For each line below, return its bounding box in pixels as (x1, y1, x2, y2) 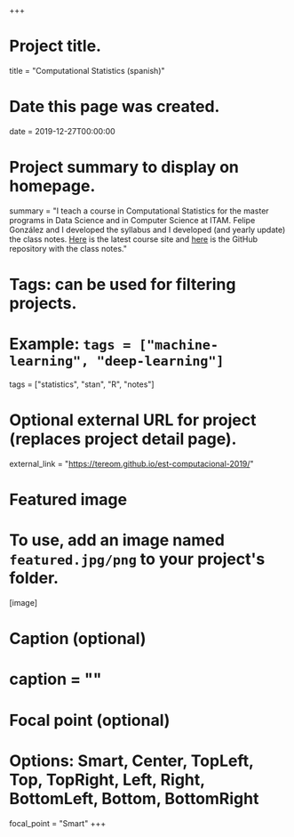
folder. (9, 568, 60, 588)
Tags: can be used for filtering (9, 275, 236, 294)
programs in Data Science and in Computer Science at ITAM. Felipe (9, 214, 256, 225)
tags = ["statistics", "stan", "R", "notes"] (9, 379, 155, 390)
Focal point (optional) (9, 710, 171, 730)
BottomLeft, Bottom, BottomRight (9, 788, 259, 809)
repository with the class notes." (9, 243, 127, 254)
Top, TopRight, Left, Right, (9, 769, 206, 790)
